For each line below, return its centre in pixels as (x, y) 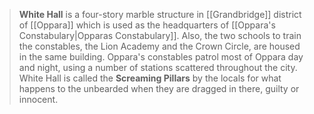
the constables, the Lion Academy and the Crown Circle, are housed (159, 46)
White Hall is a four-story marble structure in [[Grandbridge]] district (160, 14)
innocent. (38, 99)
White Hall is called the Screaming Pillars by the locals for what (150, 78)
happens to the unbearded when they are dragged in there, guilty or (159, 88)
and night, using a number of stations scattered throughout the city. (158, 67)
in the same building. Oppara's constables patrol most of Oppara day (161, 57)
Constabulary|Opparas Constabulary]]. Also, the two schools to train (160, 35)
